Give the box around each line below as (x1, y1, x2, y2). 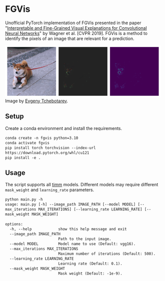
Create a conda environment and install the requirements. (5, 125, 123, 131)
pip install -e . (5, 155, 41, 160)
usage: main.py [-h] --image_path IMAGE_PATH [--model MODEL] (5, 202, 136, 207)
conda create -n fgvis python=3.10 (5, 135, 79, 140)
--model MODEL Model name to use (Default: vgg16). (9, 241, 136, 246)
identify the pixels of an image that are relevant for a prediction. (5, 36, 135, 41)
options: (5, 222, 23, 227)
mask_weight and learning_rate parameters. (5, 187, 94, 193)
